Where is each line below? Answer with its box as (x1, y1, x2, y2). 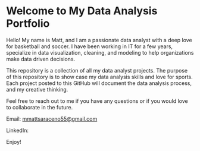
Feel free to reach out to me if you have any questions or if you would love (6, 97, 189, 105)
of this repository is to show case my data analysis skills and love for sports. (6, 73, 193, 80)
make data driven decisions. (6, 55, 76, 62)
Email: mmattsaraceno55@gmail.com (6, 115, 98, 122)
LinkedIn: (6, 127, 29, 134)
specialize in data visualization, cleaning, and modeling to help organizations (6, 49, 194, 56)
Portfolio (6, 17, 50, 30)
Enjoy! (6, 138, 22, 145)
